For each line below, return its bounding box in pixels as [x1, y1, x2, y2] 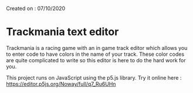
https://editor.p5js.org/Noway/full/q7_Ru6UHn [6, 80, 116, 87]
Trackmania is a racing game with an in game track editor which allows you [6, 44, 188, 51]
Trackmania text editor [6, 26, 119, 38]
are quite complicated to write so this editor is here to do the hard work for [6, 56, 186, 63]
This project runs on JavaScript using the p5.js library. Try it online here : [6, 74, 182, 81]
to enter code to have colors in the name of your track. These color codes [6, 51, 185, 58]
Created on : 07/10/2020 [6, 5, 66, 12]
